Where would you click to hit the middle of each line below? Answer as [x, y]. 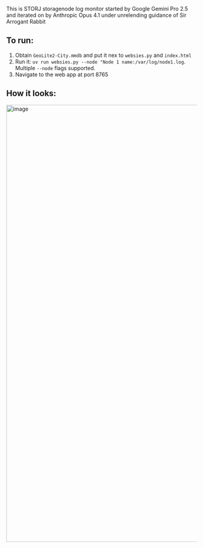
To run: [20, 41]
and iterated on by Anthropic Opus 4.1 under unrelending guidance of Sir [96, 15]
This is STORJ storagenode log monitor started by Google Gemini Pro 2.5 [97, 9]
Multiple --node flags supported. [55, 68]
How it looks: [31, 93]
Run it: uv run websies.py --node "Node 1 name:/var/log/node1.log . [100, 61]
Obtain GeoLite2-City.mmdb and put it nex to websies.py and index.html [103, 55]
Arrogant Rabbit [26, 21]
